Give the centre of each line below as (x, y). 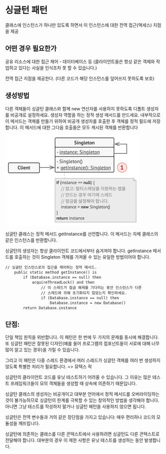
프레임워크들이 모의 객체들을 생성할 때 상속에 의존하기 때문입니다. (74, 384)
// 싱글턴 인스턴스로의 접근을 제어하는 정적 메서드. (51, 267)
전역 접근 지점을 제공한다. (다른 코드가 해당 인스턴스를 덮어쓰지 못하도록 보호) (80, 78)
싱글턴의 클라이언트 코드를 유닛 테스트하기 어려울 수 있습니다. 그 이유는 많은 (78, 377)
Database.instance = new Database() (88, 303)
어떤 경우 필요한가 (31, 49)
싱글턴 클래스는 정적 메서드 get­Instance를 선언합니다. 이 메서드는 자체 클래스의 (82, 234)
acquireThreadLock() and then (63, 282)
